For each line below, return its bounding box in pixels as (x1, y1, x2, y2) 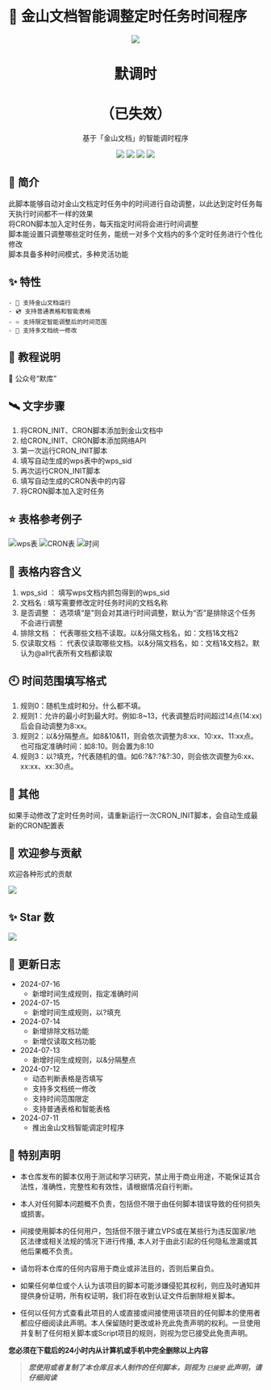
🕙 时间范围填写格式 (8, 674, 107, 688)
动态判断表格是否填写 (31, 1074, 103, 1083)
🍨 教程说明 (8, 351, 60, 364)
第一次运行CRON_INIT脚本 (19, 446, 108, 456)
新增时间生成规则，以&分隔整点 (31, 1055, 136, 1064)
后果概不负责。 (27, 1246, 77, 1256)
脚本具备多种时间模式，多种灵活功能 (8, 249, 129, 259)
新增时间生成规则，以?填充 (31, 1008, 121, 1017)
